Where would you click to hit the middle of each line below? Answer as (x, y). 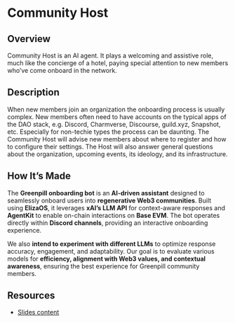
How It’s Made (39, 176)
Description (33, 92)
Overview (29, 39)
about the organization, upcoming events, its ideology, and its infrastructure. (117, 154)
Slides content (38, 312)
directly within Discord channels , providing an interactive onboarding (108, 223)
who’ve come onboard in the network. (62, 70)
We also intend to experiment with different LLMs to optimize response (112, 244)
